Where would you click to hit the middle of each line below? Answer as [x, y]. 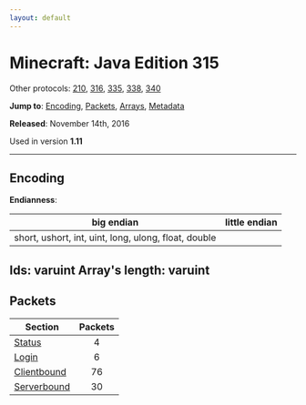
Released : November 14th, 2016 [70, 123]
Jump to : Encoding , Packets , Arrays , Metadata [97, 106]
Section [42, 327]
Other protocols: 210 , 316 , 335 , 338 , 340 [85, 88]
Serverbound [42, 386]
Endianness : [33, 200]
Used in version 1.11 [46, 141]
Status [28, 342]
